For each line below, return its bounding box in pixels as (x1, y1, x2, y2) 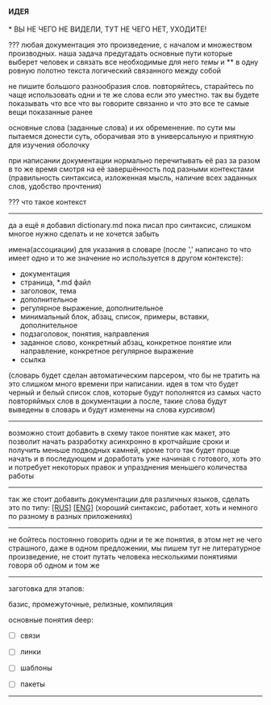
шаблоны (19, 663, 52, 673)
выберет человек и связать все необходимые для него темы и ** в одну (8, 57, 259, 67)
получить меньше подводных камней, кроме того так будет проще (8, 445, 240, 455)
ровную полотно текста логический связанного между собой (8, 65, 222, 76)
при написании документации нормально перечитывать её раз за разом (8, 156, 261, 166)
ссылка (19, 355, 46, 365)
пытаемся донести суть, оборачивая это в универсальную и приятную (8, 132, 254, 141)
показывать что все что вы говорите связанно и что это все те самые (8, 99, 250, 108)
